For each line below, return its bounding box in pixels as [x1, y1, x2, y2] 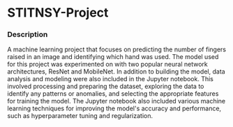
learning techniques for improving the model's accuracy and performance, [7, 104, 222, 112]
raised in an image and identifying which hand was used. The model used [7, 53, 219, 61]
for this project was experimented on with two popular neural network [7, 60, 208, 69]
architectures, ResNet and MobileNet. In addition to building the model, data [7, 67, 225, 76]
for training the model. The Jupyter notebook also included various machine [7, 97, 226, 105]
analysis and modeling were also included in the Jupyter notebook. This [7, 75, 214, 83]
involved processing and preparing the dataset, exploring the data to [7, 82, 204, 91]
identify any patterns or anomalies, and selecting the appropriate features [7, 90, 219, 98]
